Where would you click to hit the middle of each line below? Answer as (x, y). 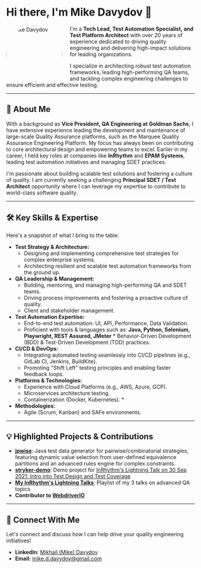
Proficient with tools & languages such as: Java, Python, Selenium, (107, 329)
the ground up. (42, 272)
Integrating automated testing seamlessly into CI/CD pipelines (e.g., (107, 355)
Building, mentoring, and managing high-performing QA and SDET (105, 285)
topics (22, 489)
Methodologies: (35, 406)
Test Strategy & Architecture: (52, 247)
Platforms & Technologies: (48, 380)
